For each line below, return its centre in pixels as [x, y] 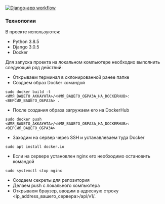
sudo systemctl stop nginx [34, 171]
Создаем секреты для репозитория [51, 180]
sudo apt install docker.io [35, 147]
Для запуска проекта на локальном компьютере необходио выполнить [83, 62]
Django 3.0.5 [26, 47]
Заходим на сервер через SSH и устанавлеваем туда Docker [78, 138]
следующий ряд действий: [34, 68]
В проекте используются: [33, 32]
